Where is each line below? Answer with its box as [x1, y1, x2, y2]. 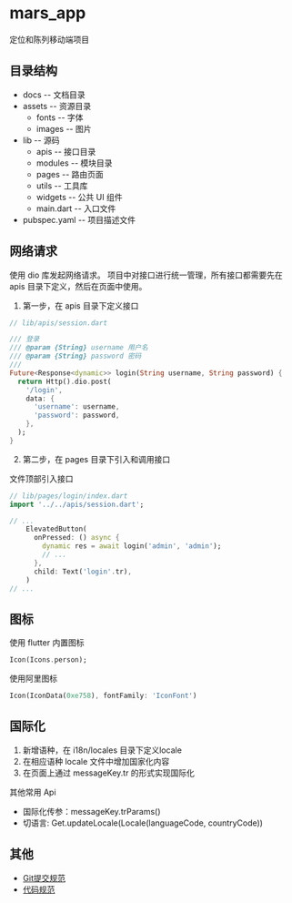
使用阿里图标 [9, 673, 57, 685]
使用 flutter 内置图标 [9, 637, 85, 648]
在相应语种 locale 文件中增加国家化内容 [22, 756, 170, 766]
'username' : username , [33, 402, 120, 411]
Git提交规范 [22, 872, 66, 883]
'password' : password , [33, 411, 120, 421]
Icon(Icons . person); [9, 655, 88, 665]
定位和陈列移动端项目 [9, 34, 89, 45]
